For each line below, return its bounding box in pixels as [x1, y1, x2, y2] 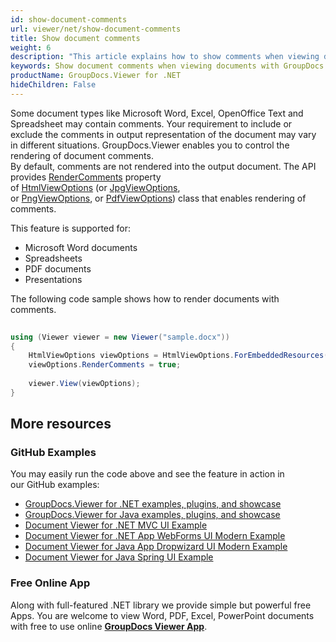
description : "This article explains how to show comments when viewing [10, 52, 320, 62]
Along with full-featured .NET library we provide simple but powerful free [10, 599, 312, 611]
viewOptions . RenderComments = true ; [28, 360, 182, 370]
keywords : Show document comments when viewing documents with [10, 61, 280, 71]
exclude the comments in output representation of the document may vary [10, 128, 317, 140]
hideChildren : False [10, 80, 97, 90]
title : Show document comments [10, 33, 141, 43]
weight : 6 [10, 42, 52, 53]
